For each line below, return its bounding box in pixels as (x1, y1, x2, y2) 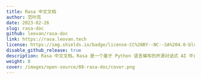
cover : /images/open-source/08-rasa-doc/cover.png (6, 64, 135, 70)
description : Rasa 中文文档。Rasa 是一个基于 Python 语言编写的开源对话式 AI (6, 53, 187, 59)
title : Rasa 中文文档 (6, 8, 57, 15)
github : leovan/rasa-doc (6, 31, 68, 37)
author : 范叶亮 (6, 14, 41, 20)
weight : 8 (6, 58, 31, 64)
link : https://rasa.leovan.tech (6, 36, 87, 42)
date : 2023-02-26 (6, 20, 50, 26)
